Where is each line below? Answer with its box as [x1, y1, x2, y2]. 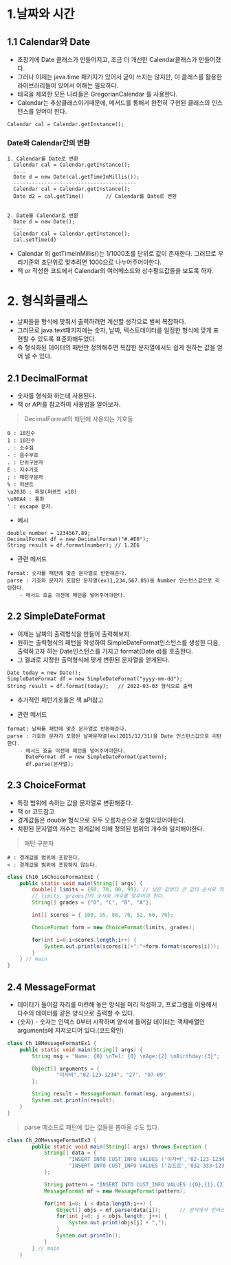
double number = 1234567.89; [7, 530, 91, 537]
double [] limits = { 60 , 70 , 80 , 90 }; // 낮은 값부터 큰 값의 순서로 [32, 887, 217, 893]
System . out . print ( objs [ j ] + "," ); [68, 1220, 168, 1226]
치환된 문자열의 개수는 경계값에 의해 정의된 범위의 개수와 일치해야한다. [16, 824, 205, 833]
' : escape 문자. [7, 503, 54, 510]
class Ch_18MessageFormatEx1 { [7, 1040, 97, 1046]
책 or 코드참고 [16, 807, 55, 816]
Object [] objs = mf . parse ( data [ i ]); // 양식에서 [56, 1206, 208, 1213]
